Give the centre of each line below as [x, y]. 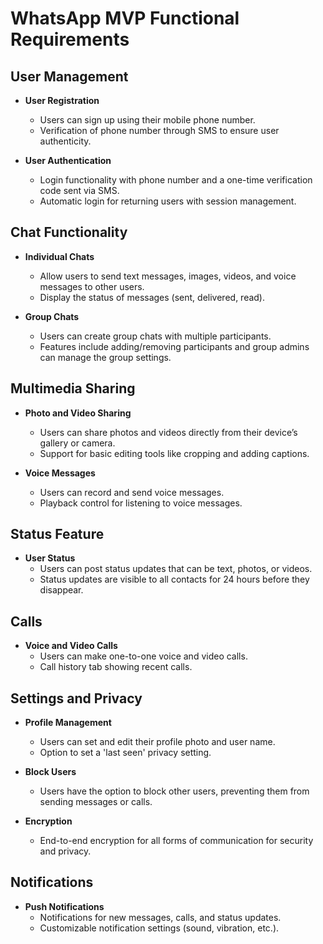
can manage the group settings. [105, 357]
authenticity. [65, 141]
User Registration [62, 100]
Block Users [50, 772]
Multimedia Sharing [73, 388]
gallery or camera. [77, 443]
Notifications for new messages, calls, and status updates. [160, 917]
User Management [69, 76]
